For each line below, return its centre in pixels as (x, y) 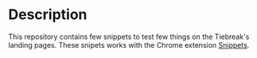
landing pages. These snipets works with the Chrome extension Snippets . (129, 44)
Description (48, 15)
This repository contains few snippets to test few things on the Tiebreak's (129, 37)
